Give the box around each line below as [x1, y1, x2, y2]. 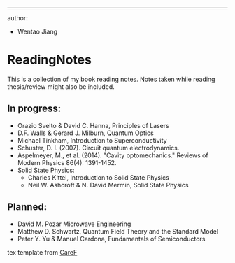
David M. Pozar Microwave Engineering [17, 220, 131, 228]
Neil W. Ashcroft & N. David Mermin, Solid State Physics [27, 180, 189, 189]
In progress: [7, 103, 62, 115]
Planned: [7, 201, 48, 213]
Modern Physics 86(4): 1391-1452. [17, 158, 117, 166]
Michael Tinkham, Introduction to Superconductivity [17, 136, 167, 144]
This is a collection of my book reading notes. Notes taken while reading [7, 75, 215, 83]
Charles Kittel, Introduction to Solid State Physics [27, 173, 169, 182]
